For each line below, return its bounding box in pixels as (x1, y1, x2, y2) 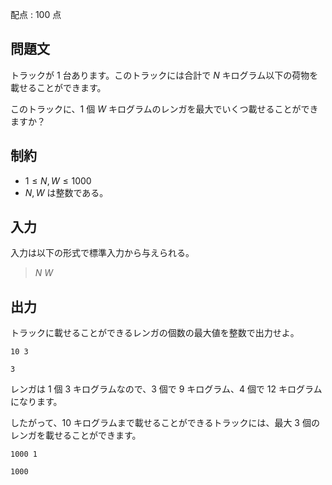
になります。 (10, 396, 63, 408)
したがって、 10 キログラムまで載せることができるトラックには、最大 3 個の (10, 417, 320, 429)
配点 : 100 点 (10, 9, 62, 20)
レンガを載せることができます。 (10, 429, 142, 442)
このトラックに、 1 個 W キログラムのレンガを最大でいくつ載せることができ (10, 103, 319, 115)
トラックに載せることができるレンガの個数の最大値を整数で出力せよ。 (10, 327, 300, 339)
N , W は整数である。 (24, 186, 109, 198)
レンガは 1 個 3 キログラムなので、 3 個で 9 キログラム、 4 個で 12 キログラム (10, 383, 323, 395)
